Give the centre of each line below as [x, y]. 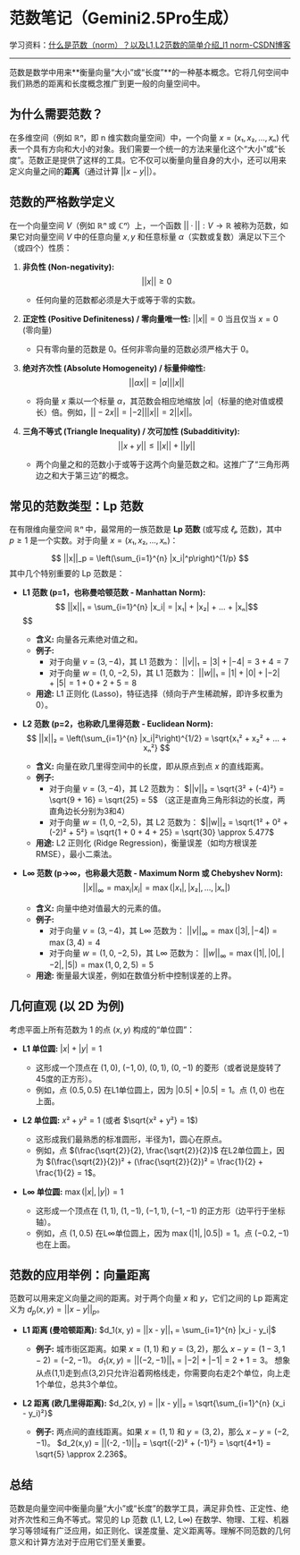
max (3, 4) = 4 [75, 942]
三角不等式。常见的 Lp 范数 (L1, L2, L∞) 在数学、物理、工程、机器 [168, 1519]
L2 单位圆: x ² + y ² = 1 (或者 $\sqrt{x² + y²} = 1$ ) [110, 1120]
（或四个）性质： [41, 248]
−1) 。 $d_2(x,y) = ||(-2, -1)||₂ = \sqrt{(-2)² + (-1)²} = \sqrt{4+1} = [153, 1442]
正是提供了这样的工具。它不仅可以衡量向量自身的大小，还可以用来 [166, 160]
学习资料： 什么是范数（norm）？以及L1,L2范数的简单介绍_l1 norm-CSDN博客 [150, 45]
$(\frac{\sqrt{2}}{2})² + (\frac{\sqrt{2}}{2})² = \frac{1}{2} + [154, 1161]
